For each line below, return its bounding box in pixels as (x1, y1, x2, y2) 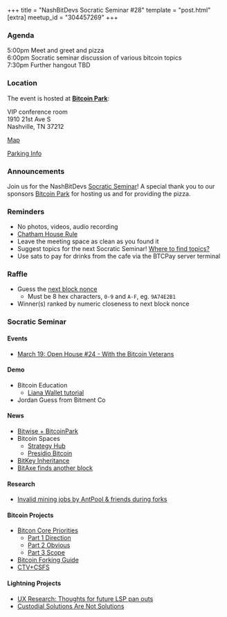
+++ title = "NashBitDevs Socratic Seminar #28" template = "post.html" (7, 6, 211, 14)
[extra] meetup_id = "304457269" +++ (7, 13, 118, 21)
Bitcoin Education (17, 381, 68, 389)
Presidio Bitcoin (27, 449, 73, 458)
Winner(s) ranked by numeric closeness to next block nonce (17, 299, 190, 308)
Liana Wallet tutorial (27, 388, 84, 397)
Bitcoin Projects (7, 511, 54, 519)
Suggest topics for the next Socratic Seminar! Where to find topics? (17, 245, 210, 253)
